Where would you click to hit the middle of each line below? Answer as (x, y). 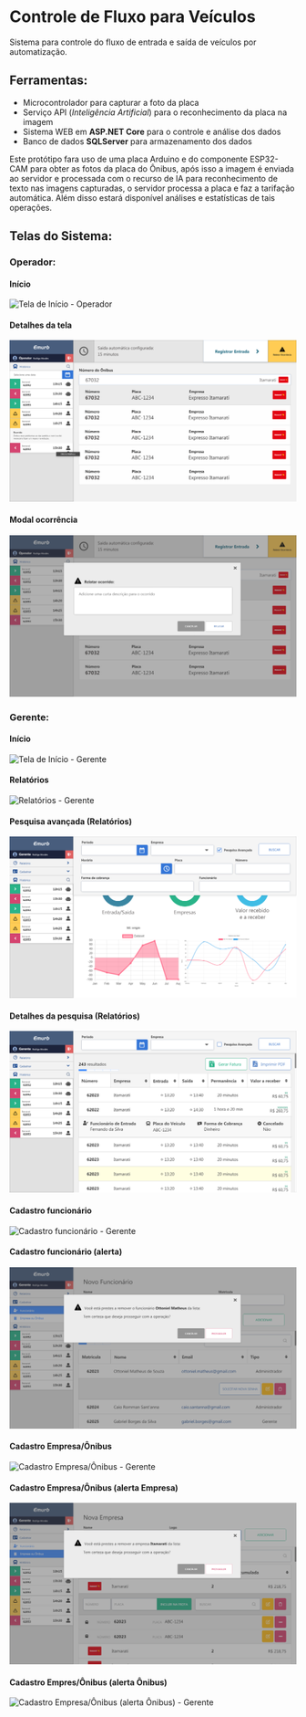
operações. (31, 207)
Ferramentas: (49, 81)
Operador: (33, 262)
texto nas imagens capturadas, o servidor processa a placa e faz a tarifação (152, 188)
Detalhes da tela (41, 325)
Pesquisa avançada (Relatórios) (71, 821)
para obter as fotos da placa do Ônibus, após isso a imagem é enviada (162, 168)
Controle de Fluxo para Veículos (133, 17)
